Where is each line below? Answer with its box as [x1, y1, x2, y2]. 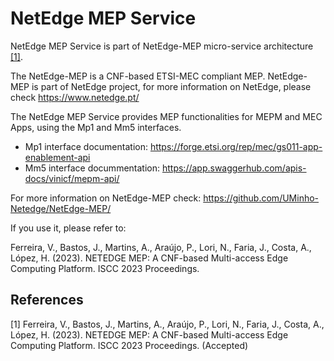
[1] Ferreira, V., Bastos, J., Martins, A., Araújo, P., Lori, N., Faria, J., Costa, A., [10, 318, 325, 330]
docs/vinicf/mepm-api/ [24, 172, 120, 184]
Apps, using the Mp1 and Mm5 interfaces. [10, 121, 182, 133]
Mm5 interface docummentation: [24, 162, 161, 174]
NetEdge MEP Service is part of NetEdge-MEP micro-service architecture [10, 40, 314, 52]
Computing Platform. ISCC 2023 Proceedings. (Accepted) [10, 339, 249, 351]
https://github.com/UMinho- [203, 192, 320, 204]
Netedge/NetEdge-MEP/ [10, 202, 112, 214]
